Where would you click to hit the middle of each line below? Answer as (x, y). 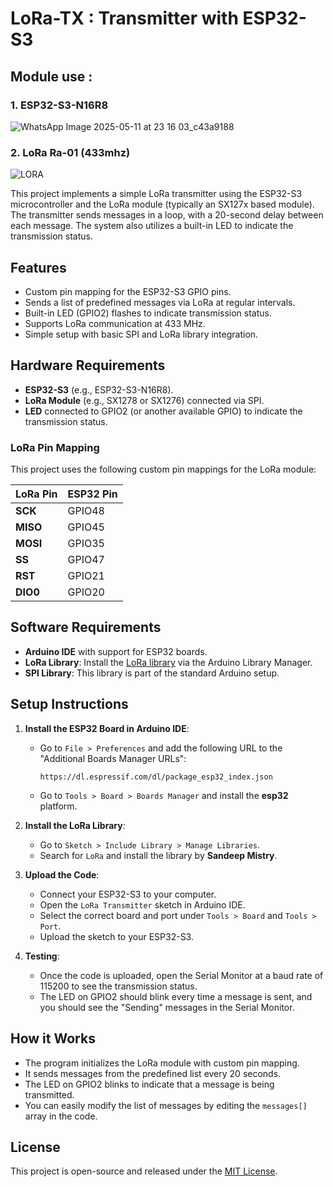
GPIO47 (86, 560)
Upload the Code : (62, 874)
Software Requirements (86, 627)
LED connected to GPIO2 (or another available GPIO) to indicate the (163, 411)
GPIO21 (86, 576)
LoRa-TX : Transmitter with (124, 18)
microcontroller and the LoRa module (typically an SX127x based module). (162, 204)
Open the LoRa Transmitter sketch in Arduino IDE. (142, 904)
